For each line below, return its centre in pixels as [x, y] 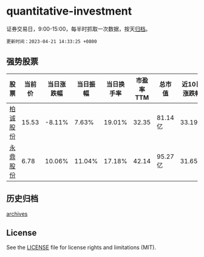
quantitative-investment [69, 11]
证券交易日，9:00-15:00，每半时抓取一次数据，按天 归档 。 [79, 29]
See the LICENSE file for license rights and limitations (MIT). [81, 247]
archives [17, 214]
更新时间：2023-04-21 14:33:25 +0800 [52, 41]
